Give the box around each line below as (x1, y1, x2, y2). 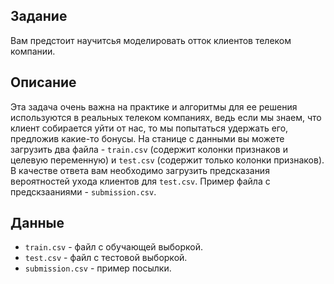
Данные (10, 215, 65, 232)
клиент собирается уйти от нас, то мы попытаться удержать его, (10, 122, 289, 134)
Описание (10, 74, 77, 91)
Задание (10, 8, 68, 25)
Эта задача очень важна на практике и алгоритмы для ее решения (10, 100, 298, 113)
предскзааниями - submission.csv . (10, 185, 157, 198)
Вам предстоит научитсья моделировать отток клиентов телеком (10, 34, 292, 46)
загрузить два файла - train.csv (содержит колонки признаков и (10, 143, 288, 155)
